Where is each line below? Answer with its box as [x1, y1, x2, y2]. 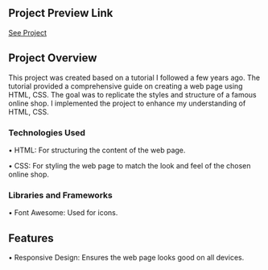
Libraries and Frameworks [8, 189, 113, 201]
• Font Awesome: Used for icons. [8, 208, 118, 218]
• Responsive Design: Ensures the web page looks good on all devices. [8, 253, 245, 263]
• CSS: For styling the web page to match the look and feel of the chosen [8, 160, 251, 170]
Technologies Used [8, 127, 86, 138]
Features [8, 231, 54, 245]
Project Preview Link [8, 6, 113, 20]
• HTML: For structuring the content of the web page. [8, 145, 186, 155]
